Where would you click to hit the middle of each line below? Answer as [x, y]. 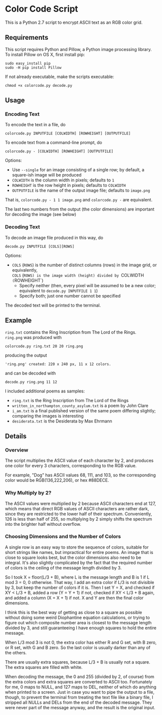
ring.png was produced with [33, 337]
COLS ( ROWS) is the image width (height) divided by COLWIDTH [78, 275]
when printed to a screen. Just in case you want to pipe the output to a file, [80, 692]
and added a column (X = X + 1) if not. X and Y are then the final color [74, 598]
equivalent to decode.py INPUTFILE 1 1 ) [59, 291]
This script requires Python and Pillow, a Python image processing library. [78, 49]
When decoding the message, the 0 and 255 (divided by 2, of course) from [80, 676]
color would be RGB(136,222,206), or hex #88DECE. [57, 480]
